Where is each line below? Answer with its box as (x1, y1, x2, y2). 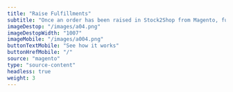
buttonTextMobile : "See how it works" (7, 42, 119, 49)
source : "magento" (7, 55, 60, 62)
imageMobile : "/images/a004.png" (7, 36, 104, 43)
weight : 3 (7, 74, 36, 82)
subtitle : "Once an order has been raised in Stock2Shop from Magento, (7, 17, 218, 24)
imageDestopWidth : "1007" (7, 29, 82, 37)
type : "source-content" (7, 62, 76, 68)
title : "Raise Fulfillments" (7, 10, 92, 17)
